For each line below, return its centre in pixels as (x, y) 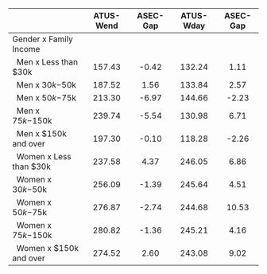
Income (26, 49)
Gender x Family (43, 39)
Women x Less (44, 157)
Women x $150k (48, 248)
